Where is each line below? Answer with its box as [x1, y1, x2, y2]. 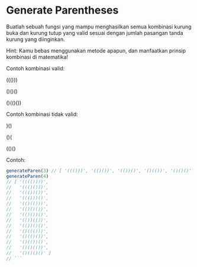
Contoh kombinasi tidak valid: [6, 110, 78, 118]
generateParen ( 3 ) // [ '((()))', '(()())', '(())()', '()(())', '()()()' [6, 168, 192, 174]
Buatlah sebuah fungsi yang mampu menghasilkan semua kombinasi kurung [6, 23, 192, 30]
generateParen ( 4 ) [6, 173, 49, 179]
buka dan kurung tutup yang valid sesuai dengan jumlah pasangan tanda [6, 29, 183, 36]
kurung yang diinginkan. [6, 35, 65, 43]
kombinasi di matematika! [6, 53, 69, 60]
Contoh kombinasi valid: [6, 64, 65, 71]
